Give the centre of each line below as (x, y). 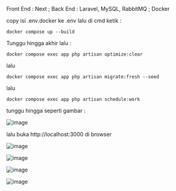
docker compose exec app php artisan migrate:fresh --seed (83, 77)
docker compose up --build (40, 32)
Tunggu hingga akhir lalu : (39, 43)
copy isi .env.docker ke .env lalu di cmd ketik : (64, 20)
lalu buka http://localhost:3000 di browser (59, 134)
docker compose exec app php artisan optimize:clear (75, 54)
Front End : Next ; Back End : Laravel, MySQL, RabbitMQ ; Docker (88, 9)
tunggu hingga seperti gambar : (46, 110)
